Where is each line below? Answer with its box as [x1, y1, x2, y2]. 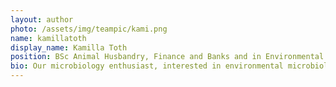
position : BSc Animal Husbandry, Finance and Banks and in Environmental [10, 52, 325, 62]
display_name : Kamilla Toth [10, 42, 128, 53]
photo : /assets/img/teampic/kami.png [10, 24, 168, 34]
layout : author [10, 14, 74, 25]
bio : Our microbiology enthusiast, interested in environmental [10, 61, 284, 71]
